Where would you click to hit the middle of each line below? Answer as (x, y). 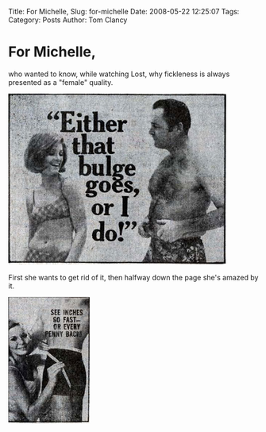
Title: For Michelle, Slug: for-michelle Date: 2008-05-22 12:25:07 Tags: (124, 12)
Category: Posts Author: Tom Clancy (68, 20)
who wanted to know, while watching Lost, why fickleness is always (119, 74)
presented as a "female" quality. (61, 82)
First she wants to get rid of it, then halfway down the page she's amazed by (133, 277)
